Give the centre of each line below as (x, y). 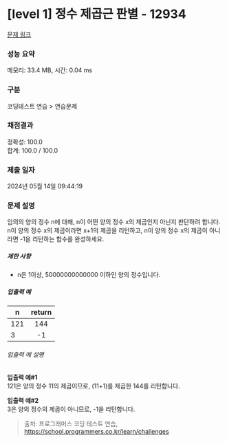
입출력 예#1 (22, 377)
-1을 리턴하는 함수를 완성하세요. (62, 239)
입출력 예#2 (23, 400)
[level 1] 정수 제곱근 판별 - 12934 (97, 14)
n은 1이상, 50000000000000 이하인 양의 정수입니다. (89, 275)
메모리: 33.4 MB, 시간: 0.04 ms (50, 70)
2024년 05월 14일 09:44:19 (45, 186)
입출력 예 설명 (26, 354)
